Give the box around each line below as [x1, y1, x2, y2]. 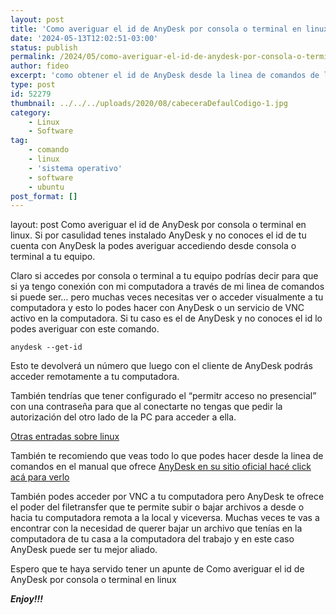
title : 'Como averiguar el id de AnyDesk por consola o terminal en [10, 24, 302, 34]
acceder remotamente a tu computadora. [10, 371, 180, 383]
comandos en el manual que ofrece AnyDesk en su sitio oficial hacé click [10, 461, 312, 473]
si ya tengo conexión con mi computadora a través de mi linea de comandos [10, 281, 325, 293]
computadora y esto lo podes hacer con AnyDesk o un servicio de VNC [10, 302, 305, 314]
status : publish [10, 42, 78, 53]
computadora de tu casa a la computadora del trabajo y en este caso [10, 533, 295, 545]
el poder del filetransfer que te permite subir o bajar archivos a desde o [10, 501, 305, 513]
